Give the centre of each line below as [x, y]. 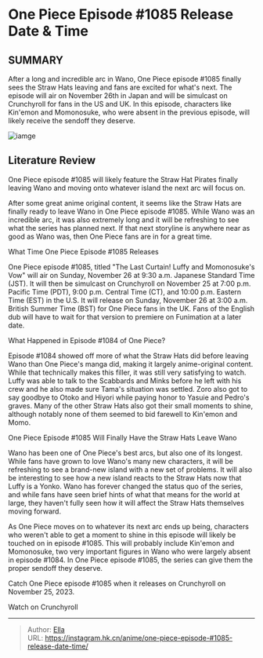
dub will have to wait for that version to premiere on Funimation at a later [125, 316]
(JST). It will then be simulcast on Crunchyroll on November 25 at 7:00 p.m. [130, 283]
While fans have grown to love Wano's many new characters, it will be [121, 461]
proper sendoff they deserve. [56, 568]
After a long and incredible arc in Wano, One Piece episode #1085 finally [125, 79]
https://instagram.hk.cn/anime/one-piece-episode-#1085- [139, 638]
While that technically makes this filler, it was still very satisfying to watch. [127, 372]
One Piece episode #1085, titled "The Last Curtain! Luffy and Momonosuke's [131, 267]
